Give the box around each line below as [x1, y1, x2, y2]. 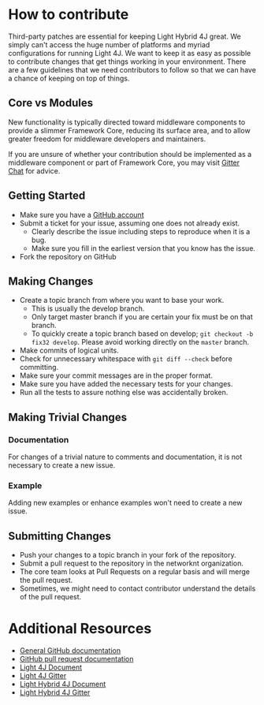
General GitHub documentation [19, 646, 121, 655]
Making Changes [8, 274, 94, 288]
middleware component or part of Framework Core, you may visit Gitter [8, 158, 240, 167]
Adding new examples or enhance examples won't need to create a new [8, 498, 243, 508]
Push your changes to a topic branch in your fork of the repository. [19, 550, 236, 560]
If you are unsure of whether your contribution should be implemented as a [8, 149, 252, 159]
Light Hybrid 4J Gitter [19, 688, 91, 697]
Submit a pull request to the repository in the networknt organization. [19, 558, 244, 569]
